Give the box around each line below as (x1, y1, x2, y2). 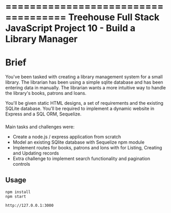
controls (12, 161, 31, 167)
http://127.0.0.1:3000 (5, 203, 54, 208)
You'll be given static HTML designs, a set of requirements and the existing (5, 100, 164, 106)
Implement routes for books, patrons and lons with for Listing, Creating (12, 145, 162, 151)
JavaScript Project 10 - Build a (5, 23, 136, 34)
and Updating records (12, 150, 59, 157)
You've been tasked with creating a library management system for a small (5, 74, 163, 80)
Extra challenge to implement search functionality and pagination (12, 156, 151, 162)
